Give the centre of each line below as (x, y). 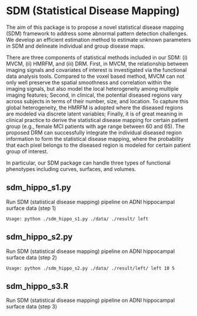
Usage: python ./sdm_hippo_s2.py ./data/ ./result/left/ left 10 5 (91, 268)
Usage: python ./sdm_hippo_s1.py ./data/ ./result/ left (77, 219)
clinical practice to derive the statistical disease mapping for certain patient (97, 120)
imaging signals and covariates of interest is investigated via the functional (96, 70)
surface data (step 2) (32, 257)
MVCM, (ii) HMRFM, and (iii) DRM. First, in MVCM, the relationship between (97, 64)
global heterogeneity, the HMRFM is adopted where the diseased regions (95, 107)
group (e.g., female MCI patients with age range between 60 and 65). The (96, 126)
